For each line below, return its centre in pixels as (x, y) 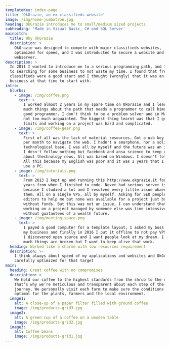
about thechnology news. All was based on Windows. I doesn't (90, 157)
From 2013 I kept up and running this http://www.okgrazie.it (90, 180)
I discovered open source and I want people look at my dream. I (94, 237)
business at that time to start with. (51, 81)
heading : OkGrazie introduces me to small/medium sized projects (75, 24)
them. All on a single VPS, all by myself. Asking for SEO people (95, 194)
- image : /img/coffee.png (42, 95)
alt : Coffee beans (34, 332)
